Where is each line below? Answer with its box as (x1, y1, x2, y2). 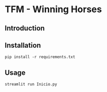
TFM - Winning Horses (5, 4, 102, 15)
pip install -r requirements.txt (5, 54, 76, 59)
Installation (5, 41, 41, 49)
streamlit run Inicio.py (5, 82, 57, 87)
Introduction (5, 24, 45, 33)
